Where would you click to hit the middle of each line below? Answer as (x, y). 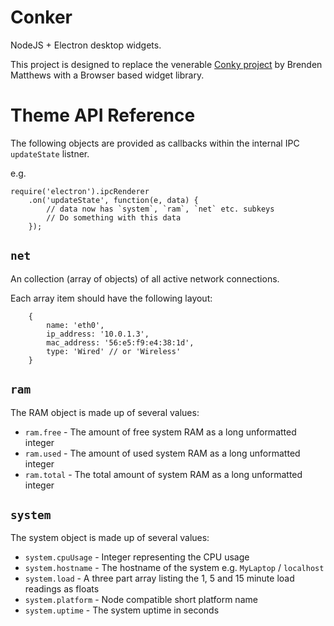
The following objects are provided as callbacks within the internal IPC (155, 143)
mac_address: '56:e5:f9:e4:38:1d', (120, 342)
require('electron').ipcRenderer (80, 191)
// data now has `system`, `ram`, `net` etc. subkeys (160, 209)
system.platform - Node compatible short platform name (141, 600)
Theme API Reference (103, 115)
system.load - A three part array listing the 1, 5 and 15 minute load (159, 578)
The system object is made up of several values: (110, 538)
